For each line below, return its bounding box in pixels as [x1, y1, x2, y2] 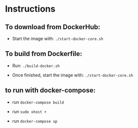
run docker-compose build [12, 99, 64, 105]
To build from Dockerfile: [5, 50, 82, 58]
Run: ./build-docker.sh [12, 62, 60, 69]
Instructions [5, 3, 56, 15]
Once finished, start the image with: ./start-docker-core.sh [12, 72, 133, 78]
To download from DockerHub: [5, 23, 101, 31]
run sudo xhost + [12, 109, 47, 114]
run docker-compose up [12, 118, 58, 124]
